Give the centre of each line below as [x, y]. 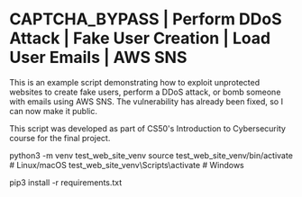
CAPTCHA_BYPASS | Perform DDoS [146, 19]
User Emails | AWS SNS [98, 58]
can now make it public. [53, 111]
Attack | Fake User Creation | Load [140, 38]
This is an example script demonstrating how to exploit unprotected [134, 82]
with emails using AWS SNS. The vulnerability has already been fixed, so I [146, 101]
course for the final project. [60, 138]
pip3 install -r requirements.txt [66, 182]
